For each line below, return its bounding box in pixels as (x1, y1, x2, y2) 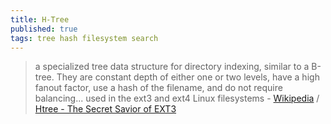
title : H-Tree (10, 14, 70, 25)
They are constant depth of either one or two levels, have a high (56, 71, 320, 83)
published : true (10, 24, 78, 34)
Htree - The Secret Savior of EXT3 (34, 103, 177, 115)
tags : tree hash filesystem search (10, 33, 159, 43)
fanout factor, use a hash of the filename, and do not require (34, 82, 283, 94)
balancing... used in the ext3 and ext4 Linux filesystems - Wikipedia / (34, 92, 320, 105)
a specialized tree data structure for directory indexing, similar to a (34, 61, 310, 73)
